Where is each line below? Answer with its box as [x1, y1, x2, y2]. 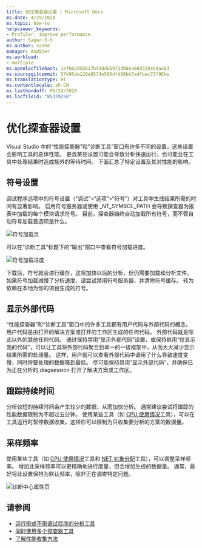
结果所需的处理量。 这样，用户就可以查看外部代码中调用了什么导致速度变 [6, 351, 189, 359]
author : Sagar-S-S [6, 37, 53, 43]
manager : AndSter [6, 49, 50, 55]
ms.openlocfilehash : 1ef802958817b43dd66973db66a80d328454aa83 [6, 65, 170, 72]
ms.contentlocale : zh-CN [6, 83, 69, 89]
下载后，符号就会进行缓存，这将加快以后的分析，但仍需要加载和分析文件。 [6, 269, 192, 276]
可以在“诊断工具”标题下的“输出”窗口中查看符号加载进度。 [6, 243, 149, 251]
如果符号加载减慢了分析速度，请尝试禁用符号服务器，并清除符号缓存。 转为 [6, 277, 194, 284]
